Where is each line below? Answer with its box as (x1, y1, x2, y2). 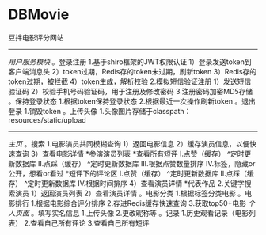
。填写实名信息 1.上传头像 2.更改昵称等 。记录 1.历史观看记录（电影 (30, 208, 249, 218)
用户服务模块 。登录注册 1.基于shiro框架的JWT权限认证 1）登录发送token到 (8, 57, 252, 66)
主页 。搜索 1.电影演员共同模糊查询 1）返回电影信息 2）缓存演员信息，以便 (8, 138, 250, 148)
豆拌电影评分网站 (8, 32, 64, 42)
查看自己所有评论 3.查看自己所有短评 (30, 218, 150, 227)
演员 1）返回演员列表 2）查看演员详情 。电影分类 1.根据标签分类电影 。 (14, 188, 245, 198)
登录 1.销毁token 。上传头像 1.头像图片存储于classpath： (8, 106, 192, 116)
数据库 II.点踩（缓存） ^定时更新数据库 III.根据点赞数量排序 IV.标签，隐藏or (14, 158, 256, 168)
